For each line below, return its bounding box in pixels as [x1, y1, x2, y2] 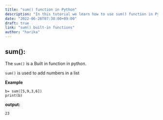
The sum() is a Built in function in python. [5, 60, 87, 66]
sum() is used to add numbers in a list [5, 70, 80, 76]
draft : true [5, 20, 29, 26]
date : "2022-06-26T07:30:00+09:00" [5, 16, 77, 21]
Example [5, 79, 23, 85]
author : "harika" [5, 30, 40, 34]
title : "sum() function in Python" [5, 7, 77, 12]
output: [5, 102, 20, 107]
